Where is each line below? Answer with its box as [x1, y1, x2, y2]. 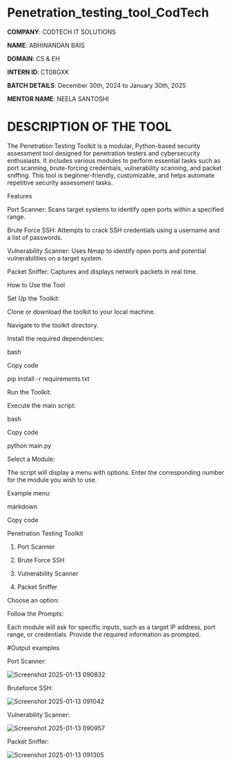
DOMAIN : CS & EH [7, 54, 60, 63]
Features [7, 191, 32, 200]
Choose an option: [7, 596, 60, 604]
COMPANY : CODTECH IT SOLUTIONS [7, 28, 116, 36]
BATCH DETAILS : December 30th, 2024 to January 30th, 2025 [7, 81, 186, 89]
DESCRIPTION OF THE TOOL [7, 119, 172, 135]
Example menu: [7, 489, 52, 497]
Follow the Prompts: [7, 610, 64, 618]
